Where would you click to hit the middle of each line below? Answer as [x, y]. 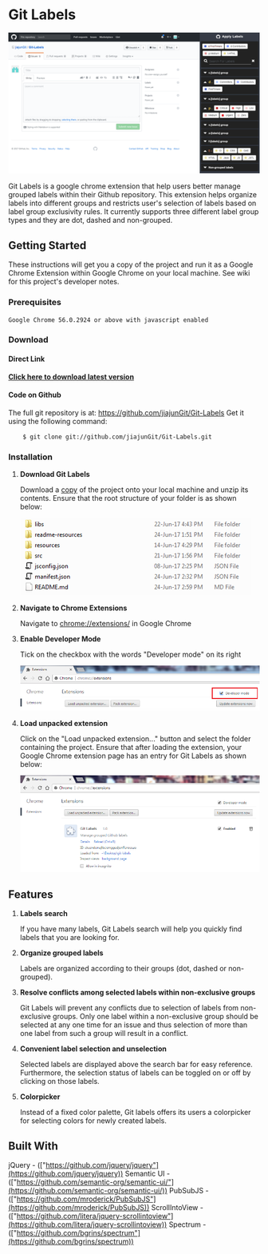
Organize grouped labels [61, 953]
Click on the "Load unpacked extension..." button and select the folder [135, 738]
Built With [33, 1146]
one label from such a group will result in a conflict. [104, 1034]
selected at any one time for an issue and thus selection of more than [134, 1025]
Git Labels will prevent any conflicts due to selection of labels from [129, 1008]
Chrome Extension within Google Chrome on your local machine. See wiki [129, 273]
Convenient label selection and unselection [93, 1049]
